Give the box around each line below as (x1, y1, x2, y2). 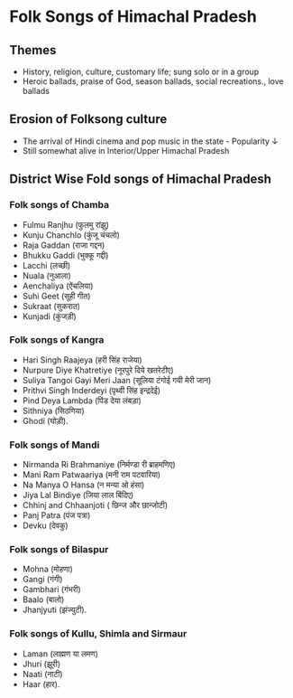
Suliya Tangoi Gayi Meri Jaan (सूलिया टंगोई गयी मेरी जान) (22, 374, 212, 385)
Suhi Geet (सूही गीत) (22, 290, 91, 301)
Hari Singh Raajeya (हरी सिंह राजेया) (22, 354, 142, 365)
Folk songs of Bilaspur (9, 543, 109, 556)
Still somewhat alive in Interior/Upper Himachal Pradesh (22, 145, 230, 156)
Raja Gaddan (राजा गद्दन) (22, 240, 105, 250)
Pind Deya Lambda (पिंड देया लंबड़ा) (22, 395, 142, 406)
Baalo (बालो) (22, 594, 65, 605)
